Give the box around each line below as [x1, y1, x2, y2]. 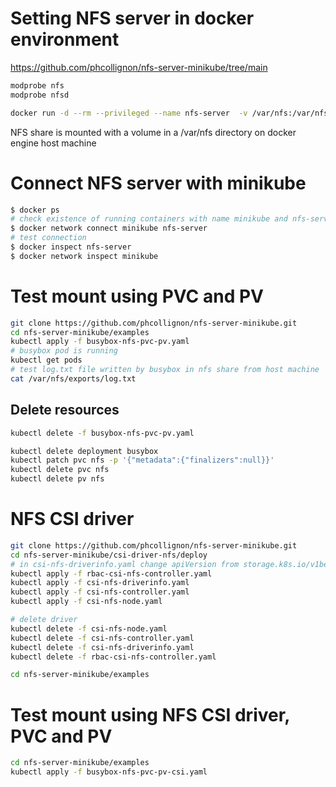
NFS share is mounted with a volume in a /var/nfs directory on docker [10, 126, 297, 138]
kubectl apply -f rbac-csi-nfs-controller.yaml [10, 568, 213, 579]
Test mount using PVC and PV [10, 285, 264, 307]
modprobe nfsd [10, 90, 70, 100]
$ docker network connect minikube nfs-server [10, 223, 208, 234]
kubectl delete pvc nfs [10, 465, 110, 475]
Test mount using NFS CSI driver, [10, 703, 290, 726]
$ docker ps [10, 205, 60, 215]
